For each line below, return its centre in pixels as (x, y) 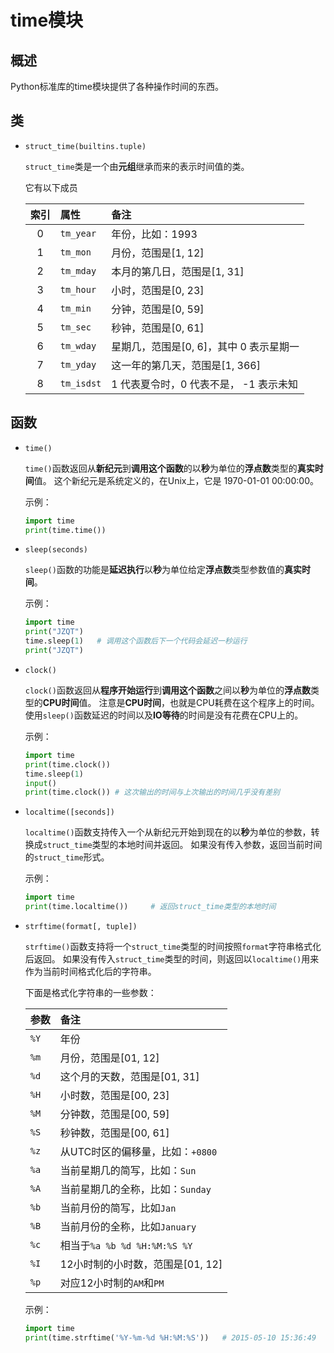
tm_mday (78, 270)
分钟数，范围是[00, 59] (114, 1114)
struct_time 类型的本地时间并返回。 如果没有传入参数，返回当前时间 (182, 845)
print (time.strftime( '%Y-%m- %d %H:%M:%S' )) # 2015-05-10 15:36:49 (170, 1337)
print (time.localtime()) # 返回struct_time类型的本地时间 (150, 907)
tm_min (75, 308)
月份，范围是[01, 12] (109, 1058)
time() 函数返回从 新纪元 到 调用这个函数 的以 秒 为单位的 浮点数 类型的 (161, 468)
